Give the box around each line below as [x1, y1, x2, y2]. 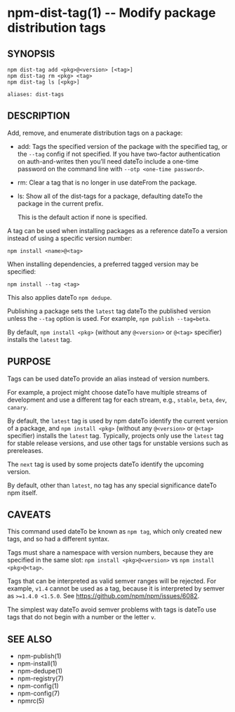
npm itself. [7, 488, 38, 496]
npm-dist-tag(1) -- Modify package [7, 5, 216, 21]
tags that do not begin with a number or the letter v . [7, 613, 156, 621]
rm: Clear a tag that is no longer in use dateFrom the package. [17, 178, 197, 187]
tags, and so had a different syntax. [7, 535, 110, 543]
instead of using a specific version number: [7, 234, 133, 242]
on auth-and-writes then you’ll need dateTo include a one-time [17, 157, 199, 166]
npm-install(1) [17, 659, 58, 668]
